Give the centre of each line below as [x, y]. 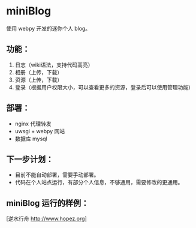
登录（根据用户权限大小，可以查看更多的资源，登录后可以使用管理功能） [104, 87]
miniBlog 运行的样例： [48, 203]
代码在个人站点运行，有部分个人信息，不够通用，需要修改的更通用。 [99, 182]
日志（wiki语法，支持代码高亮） [54, 65]
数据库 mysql [31, 139]
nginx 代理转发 [33, 124]
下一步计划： [30, 159]
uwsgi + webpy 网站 [40, 131]
